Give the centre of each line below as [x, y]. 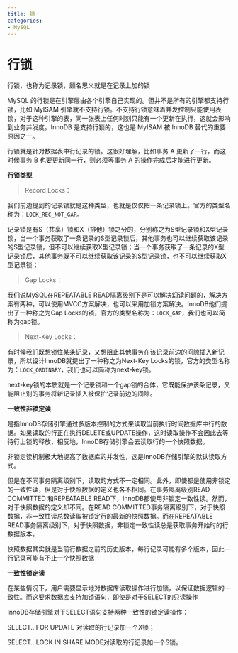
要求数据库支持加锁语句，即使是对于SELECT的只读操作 [118, 597]
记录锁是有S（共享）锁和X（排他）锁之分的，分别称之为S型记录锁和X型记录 [118, 230]
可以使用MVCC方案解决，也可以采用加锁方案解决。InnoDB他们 [130, 304]
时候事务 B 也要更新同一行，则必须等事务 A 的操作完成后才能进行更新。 [111, 160]
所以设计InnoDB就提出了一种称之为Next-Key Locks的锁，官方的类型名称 [125, 361]
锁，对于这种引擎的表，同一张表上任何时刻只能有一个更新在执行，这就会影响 [119, 119]
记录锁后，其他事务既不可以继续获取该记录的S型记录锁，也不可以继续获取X [117, 256]
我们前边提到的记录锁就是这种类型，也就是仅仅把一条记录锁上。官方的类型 [116, 205]
